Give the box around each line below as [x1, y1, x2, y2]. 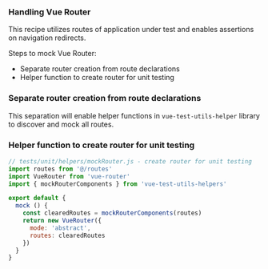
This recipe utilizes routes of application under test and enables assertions [8, 25, 254, 34]
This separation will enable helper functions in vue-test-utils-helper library [8, 110, 260, 120]
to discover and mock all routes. [8, 119, 114, 129]
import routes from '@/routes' [8, 165, 113, 173]
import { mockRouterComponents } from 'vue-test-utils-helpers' [8, 179, 227, 188]
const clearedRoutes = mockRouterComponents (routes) [22, 209, 202, 218]
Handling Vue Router [8, 6, 91, 18]
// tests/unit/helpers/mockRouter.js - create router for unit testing [8, 157, 252, 166]
